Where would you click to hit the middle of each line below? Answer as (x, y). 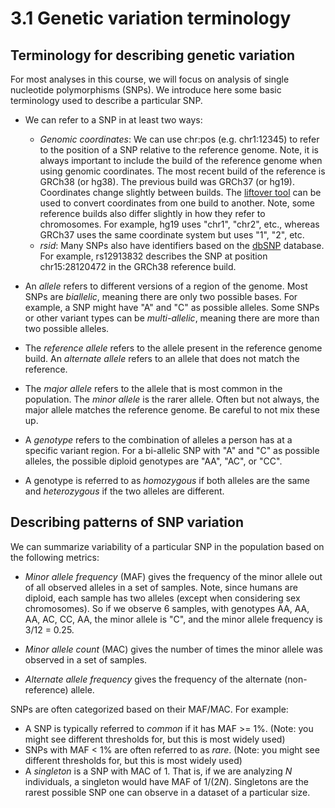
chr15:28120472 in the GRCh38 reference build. (138, 266)
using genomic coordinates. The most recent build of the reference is (182, 171)
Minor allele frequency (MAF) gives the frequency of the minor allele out (173, 576)
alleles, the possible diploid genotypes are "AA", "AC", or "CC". (153, 461)
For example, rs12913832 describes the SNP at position (153, 256)
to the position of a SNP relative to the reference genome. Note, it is (179, 150)
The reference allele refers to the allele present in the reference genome (173, 348)
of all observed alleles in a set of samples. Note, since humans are (161, 587)
